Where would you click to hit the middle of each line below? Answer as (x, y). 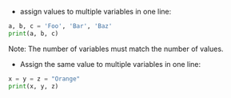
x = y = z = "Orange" (44, 79)
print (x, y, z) (34, 86)
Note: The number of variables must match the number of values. (116, 49)
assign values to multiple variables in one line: (96, 12)
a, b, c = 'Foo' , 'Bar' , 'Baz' (60, 26)
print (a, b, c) (34, 33)
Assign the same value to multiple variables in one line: (110, 64)
